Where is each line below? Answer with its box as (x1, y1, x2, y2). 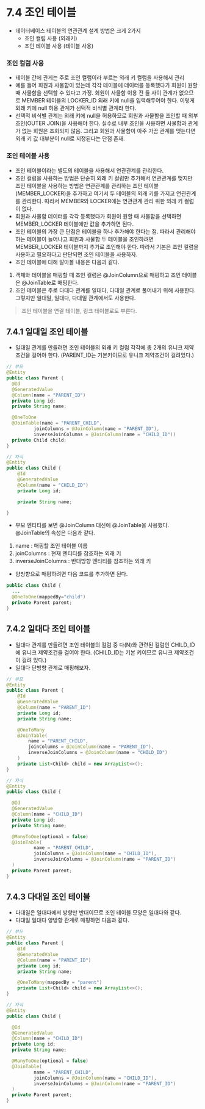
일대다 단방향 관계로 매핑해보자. (15, 664, 90, 671)
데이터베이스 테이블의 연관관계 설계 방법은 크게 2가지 (15, 27, 142, 34)
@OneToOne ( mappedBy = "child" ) (12, 594, 86, 600)
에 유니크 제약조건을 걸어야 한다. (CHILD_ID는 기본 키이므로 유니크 (15, 648, 173, 656)
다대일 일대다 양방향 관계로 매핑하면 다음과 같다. (15, 916, 129, 924)
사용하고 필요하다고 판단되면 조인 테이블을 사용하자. (15, 251, 138, 258)
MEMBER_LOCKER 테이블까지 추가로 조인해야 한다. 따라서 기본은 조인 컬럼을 (15, 243, 199, 250)
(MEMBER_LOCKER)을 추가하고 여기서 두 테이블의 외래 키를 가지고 (15, 190, 175, 197)
